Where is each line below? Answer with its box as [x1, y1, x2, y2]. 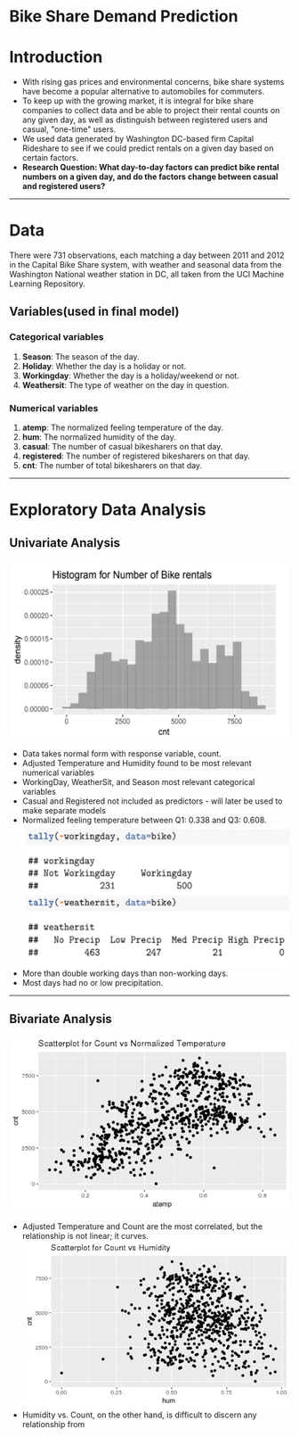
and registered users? [21, 181, 106, 192]
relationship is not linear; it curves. [21, 1231, 149, 1242]
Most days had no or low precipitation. [21, 977, 164, 987]
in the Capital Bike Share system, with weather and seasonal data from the [9, 260, 282, 270]
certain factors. [21, 153, 78, 163]
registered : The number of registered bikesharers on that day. [21, 450, 251, 461]
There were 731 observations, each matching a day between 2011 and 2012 [9, 250, 285, 260]
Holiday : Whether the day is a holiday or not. [21, 360, 187, 371]
